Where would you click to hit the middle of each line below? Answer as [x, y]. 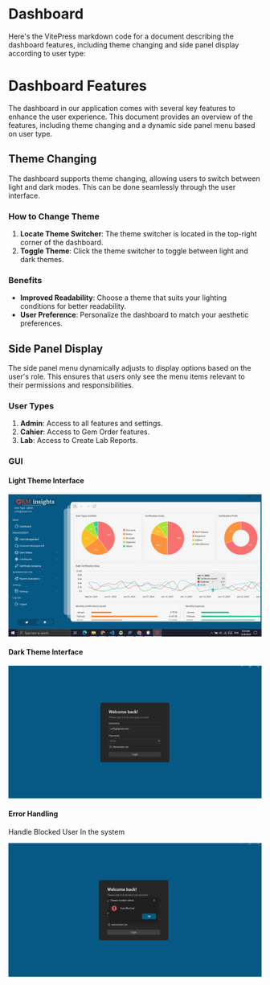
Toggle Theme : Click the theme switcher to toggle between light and [134, 251]
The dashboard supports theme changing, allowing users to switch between [134, 179]
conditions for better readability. [73, 306]
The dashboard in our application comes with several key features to [122, 108]
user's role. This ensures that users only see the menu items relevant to [127, 377]
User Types [31, 406]
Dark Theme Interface [46, 652]
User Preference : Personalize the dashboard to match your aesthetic [134, 315]
